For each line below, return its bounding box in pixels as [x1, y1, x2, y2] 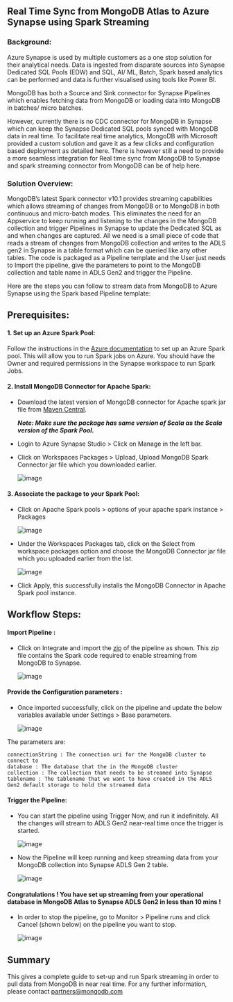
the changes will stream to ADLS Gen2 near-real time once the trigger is [17, 818, 223, 827]
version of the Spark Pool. [17, 426, 95, 434]
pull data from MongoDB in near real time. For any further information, [7, 980, 207, 988]
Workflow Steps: [7, 608, 81, 621]
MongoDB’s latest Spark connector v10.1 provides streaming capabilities [7, 194, 213, 202]
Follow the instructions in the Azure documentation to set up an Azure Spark [7, 344, 225, 353]
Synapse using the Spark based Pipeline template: [7, 289, 151, 298]
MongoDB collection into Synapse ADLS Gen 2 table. [17, 860, 169, 868]
